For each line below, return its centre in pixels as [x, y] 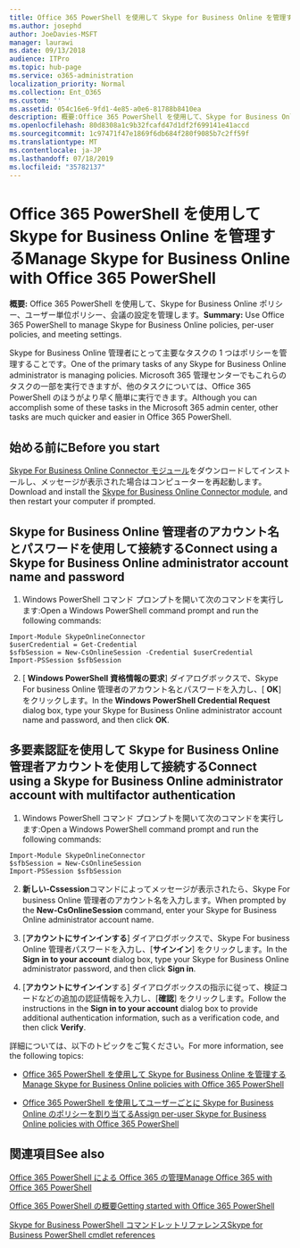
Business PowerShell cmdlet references [83, 1235]
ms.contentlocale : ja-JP [55, 150]
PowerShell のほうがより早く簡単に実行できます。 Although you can [133, 397]
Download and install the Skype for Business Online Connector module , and [149, 492]
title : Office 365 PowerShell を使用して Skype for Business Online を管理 [148, 17]
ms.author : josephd [46, 26]
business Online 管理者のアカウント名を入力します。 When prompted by [154, 900]
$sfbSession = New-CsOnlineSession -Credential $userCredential [131, 653]
